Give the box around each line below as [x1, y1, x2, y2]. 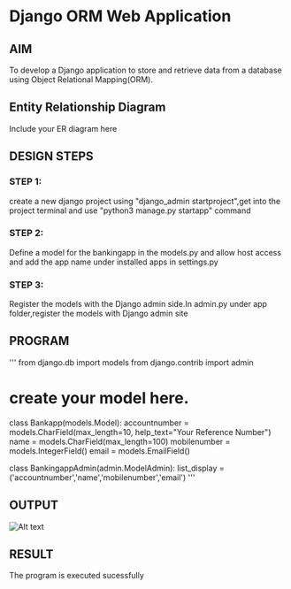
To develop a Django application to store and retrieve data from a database [9, 65, 282, 75]
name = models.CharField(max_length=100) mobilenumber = [9, 436, 231, 447]
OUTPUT [9, 498, 59, 513]
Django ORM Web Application [9, 6, 232, 27]
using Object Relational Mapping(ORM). [9, 74, 153, 85]
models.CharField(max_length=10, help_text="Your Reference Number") [9, 426, 272, 437]
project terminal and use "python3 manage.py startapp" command [9, 205, 251, 216]
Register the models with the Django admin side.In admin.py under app [9, 299, 268, 310]
